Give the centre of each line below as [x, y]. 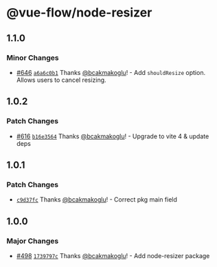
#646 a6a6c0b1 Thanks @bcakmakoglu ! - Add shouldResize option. [111, 72]
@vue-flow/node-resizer [79, 13]
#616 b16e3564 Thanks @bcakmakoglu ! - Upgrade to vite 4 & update [113, 136]
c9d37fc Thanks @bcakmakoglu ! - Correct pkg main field [97, 200]
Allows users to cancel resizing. [61, 80]
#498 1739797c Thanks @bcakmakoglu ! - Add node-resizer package [113, 255]
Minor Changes [33, 58]
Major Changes [33, 241]
